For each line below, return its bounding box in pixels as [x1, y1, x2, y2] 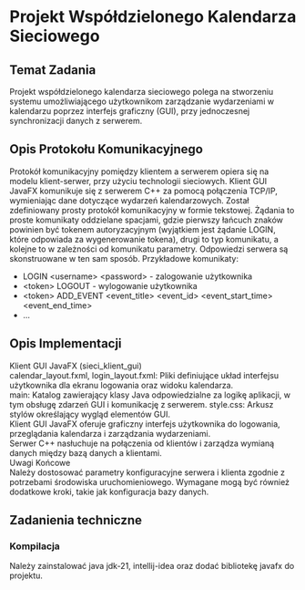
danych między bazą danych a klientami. [9, 447, 162, 458]
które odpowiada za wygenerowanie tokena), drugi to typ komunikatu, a [9, 233, 280, 244]
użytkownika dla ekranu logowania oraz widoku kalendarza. [9, 379, 234, 390]
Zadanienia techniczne [9, 512, 143, 528]
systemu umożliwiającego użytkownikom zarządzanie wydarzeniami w [9, 96, 275, 107]
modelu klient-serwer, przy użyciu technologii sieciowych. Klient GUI [9, 175, 268, 186]
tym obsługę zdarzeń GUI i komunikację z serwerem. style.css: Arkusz [9, 399, 274, 409]
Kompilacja [9, 540, 61, 553]
